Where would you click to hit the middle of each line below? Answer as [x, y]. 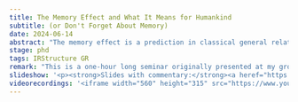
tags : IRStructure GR [49, 59]
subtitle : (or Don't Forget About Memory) [89, 26]
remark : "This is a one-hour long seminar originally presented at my [142, 67]
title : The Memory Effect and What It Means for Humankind [121, 17]
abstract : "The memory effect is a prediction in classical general [138, 42]
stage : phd [29, 51]
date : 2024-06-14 [41, 34]
